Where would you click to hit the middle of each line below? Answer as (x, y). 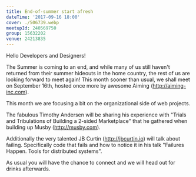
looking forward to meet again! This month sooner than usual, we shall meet (98, 79)
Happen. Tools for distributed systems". (54, 151)
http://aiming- (170, 86)
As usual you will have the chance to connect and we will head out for (91, 163)
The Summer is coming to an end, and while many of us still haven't (88, 67)
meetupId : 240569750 (31, 28)
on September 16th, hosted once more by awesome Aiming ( (79, 86)
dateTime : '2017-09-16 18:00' (43, 17)
